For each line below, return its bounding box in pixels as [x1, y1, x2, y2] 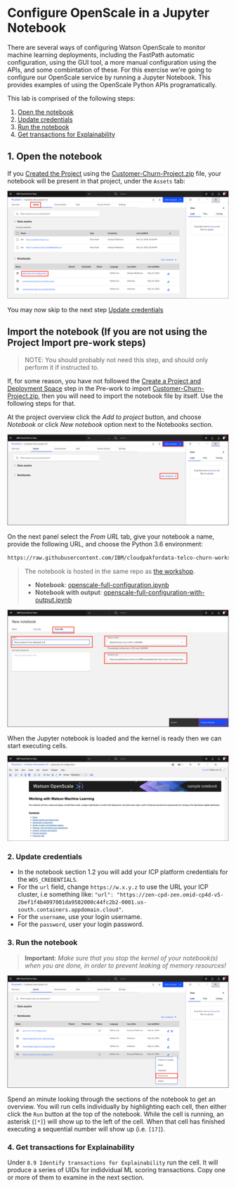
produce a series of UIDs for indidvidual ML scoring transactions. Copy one [7, 1166, 226, 1174]
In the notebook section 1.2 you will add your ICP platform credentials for [17, 868, 228, 876]
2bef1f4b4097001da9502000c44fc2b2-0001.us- [17, 899, 147, 906]
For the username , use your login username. [17, 913, 143, 921]
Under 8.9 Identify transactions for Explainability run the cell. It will [7, 1158, 218, 1167]
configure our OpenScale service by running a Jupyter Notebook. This [7, 72, 211, 82]
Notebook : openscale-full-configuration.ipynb [34, 581, 170, 589]
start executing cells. [7, 742, 68, 750]
